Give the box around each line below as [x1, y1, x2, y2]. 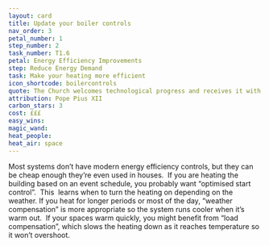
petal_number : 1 [8, 34, 63, 43]
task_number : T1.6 [8, 49, 70, 57]
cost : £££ [8, 110, 42, 118]
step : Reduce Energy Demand [8, 65, 103, 73]
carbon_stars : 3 [8, 102, 63, 110]
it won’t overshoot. [8, 230, 71, 240]
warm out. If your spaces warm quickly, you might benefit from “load [8, 213, 239, 223]
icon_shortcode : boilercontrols [8, 79, 117, 87]
